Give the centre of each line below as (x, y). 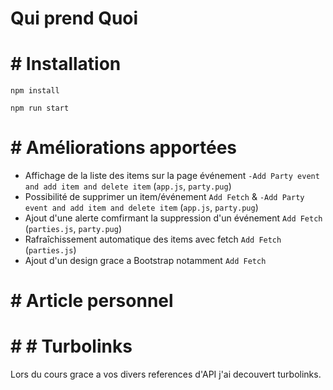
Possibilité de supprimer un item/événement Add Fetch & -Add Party (164, 197)
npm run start (40, 108)
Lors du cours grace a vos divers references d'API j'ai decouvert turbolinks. (166, 374)
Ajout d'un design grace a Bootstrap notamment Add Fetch (145, 261)
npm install (35, 91)
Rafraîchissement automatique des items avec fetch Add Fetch (153, 239)
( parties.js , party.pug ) (73, 229)
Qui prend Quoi (74, 18)
